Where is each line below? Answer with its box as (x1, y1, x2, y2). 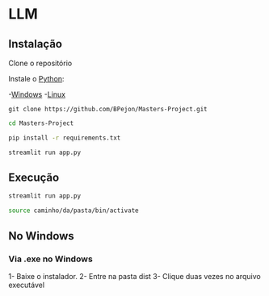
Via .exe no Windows (8, 253, 93, 265)
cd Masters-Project (8, 119, 74, 127)
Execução (8, 171, 60, 185)
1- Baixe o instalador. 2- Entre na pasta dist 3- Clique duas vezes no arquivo (8, 271, 261, 281)
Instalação (8, 37, 63, 51)
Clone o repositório (8, 58, 73, 68)
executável (8, 280, 45, 290)
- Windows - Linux (8, 90, 66, 99)
